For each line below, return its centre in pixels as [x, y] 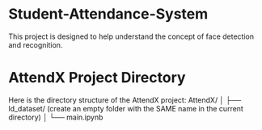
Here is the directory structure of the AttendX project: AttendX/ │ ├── [125, 100]
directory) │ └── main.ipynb [56, 117]
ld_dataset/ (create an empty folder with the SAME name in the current [126, 108]
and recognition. [36, 44]
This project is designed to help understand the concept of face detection [131, 36]
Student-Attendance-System [108, 14]
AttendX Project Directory [97, 78]
